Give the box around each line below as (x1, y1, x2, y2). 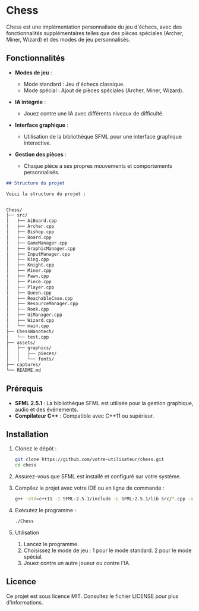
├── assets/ (6, 340, 36, 346)
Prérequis (6, 384, 43, 394)
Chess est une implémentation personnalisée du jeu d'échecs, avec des (6, 23, 182, 30)
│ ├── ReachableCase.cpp (6, 295, 73, 301)
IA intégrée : (14, 98, 46, 105)
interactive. (23, 139, 52, 146)
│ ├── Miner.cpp (6, 268, 52, 274)
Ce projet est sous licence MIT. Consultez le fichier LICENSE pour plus (6, 593, 179, 600)
